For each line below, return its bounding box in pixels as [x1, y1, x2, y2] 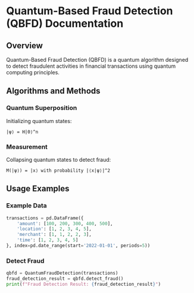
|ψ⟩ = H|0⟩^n [6, 129, 39, 135]
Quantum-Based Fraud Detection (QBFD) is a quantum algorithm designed [6, 56, 189, 63]
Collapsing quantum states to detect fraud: [6, 156, 111, 163]
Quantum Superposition [6, 104, 77, 112]
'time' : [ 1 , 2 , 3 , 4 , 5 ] [17, 237, 79, 243]
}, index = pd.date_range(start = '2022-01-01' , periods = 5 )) [6, 242, 151, 249]
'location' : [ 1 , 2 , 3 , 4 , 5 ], [17, 226, 92, 232]
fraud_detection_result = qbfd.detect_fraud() [6, 276, 124, 282]
